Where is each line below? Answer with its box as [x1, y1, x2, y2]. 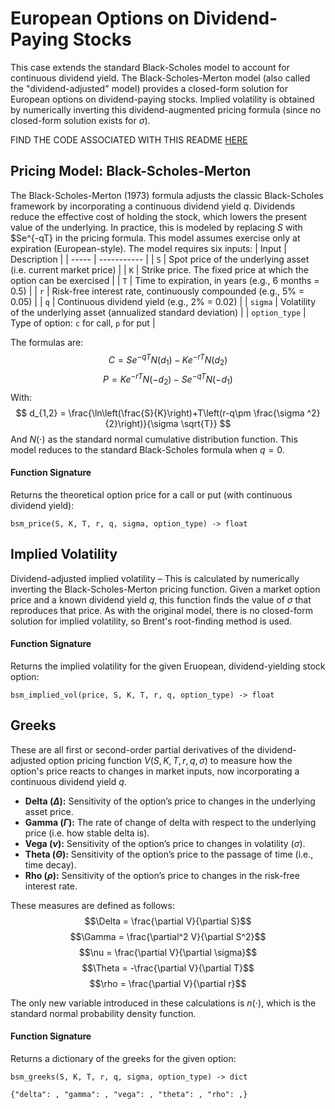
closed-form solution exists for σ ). [10, 114, 151, 126]
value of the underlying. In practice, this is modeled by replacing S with [10, 221, 303, 233]
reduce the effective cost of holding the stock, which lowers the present [10, 210, 307, 222]
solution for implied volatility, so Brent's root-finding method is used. [10, 615, 293, 627]
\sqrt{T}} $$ [180, 417, 232, 429]
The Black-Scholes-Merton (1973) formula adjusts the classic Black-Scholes [10, 189, 324, 201]
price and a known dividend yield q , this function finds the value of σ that [10, 593, 312, 606]
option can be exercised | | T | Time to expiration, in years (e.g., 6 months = [10, 274, 320, 286]
